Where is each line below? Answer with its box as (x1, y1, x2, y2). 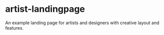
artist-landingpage (5, 3, 85, 15)
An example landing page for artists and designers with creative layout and (5, 20, 159, 26)
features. (5, 25, 24, 31)
